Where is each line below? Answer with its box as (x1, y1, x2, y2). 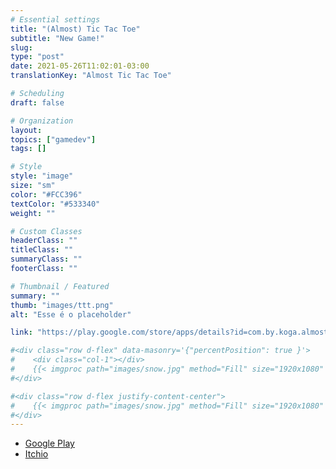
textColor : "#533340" (10, 199, 101, 209)
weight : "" (10, 208, 56, 218)
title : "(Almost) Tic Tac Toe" (10, 24, 141, 34)
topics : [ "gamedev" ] (10, 134, 97, 145)
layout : (10, 125, 43, 135)
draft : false (10, 97, 65, 108)
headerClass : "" (10, 236, 78, 246)
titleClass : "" (10, 245, 74, 255)
